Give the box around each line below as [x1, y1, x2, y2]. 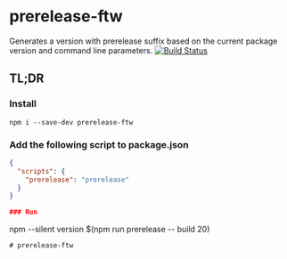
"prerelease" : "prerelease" [25, 175, 129, 184]
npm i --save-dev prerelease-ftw [9, 117, 134, 126]
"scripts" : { [17, 166, 66, 175]
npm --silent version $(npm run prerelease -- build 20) [9, 224, 210, 235]
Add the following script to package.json [9, 138, 189, 150]
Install [9, 98, 37, 110]
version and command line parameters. [9, 45, 153, 55]
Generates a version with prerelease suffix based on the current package [9, 36, 278, 46]
